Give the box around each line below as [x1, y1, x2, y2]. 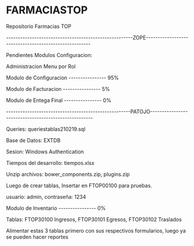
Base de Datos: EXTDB [6, 136, 61, 143]
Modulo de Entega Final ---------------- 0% [6, 97, 112, 104]
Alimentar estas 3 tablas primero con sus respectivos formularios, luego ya [6, 227, 186, 234]
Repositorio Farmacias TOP [6, 23, 72, 30]
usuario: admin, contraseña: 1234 [6, 193, 86, 200]
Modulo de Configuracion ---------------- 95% [6, 74, 119, 81]
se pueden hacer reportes [6, 233, 69, 240]
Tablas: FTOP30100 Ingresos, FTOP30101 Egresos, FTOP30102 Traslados [6, 216, 182, 223]
